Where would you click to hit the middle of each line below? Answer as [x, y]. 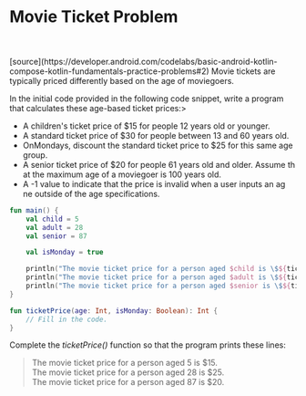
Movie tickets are [243, 71]
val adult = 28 [55, 227]
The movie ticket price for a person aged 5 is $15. [125, 363]
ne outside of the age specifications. [91, 193]
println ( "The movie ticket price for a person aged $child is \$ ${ [156, 269]
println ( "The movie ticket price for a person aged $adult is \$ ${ [156, 277]
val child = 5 [52, 219]
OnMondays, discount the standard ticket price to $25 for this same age [158, 145]
